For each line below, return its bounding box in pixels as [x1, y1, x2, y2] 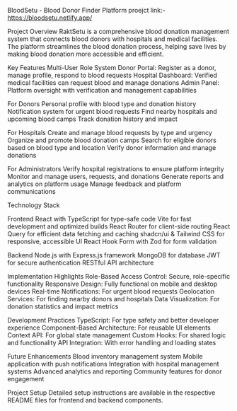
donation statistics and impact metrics [7, 302, 119, 311]
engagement [7, 375, 45, 383]
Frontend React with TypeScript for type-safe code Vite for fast [7, 215, 192, 223]
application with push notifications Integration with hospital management [7, 360, 219, 368]
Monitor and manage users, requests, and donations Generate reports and [7, 173, 224, 180]
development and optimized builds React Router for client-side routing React [7, 222, 231, 231]
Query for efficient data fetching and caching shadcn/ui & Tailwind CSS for [7, 230, 225, 238]
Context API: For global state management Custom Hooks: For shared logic [7, 331, 226, 339]
